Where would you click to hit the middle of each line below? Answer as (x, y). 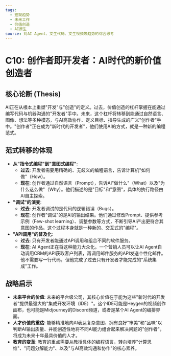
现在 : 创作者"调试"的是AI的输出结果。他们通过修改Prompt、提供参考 (92, 215)
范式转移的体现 (29, 151)
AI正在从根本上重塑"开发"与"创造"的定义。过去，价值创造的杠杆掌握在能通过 (86, 107)
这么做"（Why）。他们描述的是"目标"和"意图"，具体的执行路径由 (96, 189)
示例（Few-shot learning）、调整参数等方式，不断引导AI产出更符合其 (92, 221)
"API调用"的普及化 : (33, 234)
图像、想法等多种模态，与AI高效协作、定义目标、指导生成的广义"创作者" (81, 120)
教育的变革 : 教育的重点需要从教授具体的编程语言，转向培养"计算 (80, 342)
